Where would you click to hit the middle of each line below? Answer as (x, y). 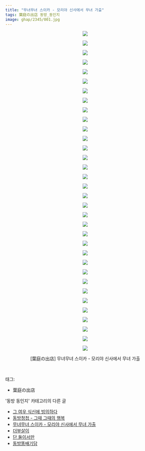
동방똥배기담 (25, 443)
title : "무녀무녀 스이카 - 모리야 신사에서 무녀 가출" (55, 10)
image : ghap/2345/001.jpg (32, 19)
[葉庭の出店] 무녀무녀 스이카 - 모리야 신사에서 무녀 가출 (85, 358)
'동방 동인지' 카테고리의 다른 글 (36, 401)
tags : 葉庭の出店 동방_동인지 (32, 15)
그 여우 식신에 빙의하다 (35, 412)
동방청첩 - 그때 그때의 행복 (39, 418)
